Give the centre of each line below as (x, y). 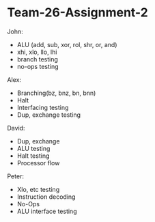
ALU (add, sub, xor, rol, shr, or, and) (67, 44)
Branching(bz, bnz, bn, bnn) (56, 93)
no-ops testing (38, 66)
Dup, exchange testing (48, 115)
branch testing (37, 59)
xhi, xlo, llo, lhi (37, 52)
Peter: (15, 176)
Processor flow (38, 163)
